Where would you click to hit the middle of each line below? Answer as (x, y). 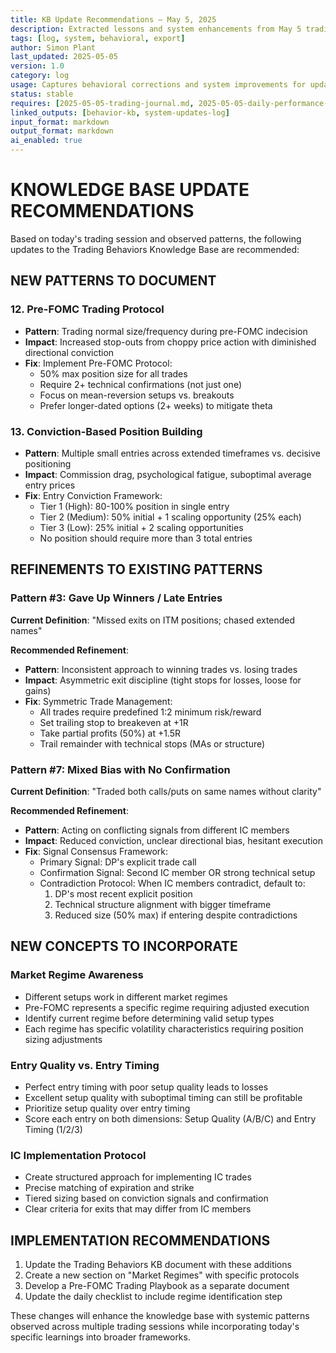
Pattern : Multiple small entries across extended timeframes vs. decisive (172, 453)
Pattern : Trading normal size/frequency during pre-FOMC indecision (166, 331)
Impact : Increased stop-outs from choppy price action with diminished (170, 342)
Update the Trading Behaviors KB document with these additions (158, 1264)
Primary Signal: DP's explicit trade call (118, 862)
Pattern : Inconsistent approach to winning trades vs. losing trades (161, 669)
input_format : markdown (60, 122)
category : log (40, 76)
